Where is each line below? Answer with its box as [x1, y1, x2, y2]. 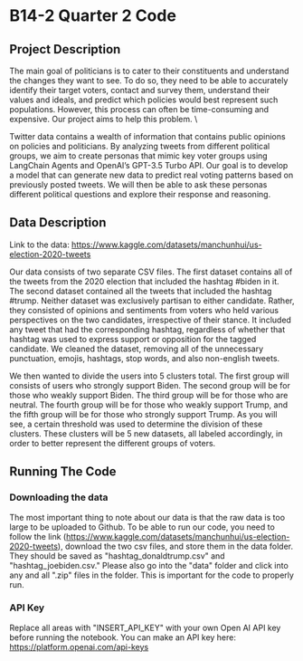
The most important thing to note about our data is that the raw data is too [9, 512, 286, 522]
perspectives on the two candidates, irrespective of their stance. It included [9, 314, 292, 325]
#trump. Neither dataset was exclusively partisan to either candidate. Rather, [9, 295, 295, 306]
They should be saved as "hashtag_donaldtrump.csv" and [9, 550, 225, 561]
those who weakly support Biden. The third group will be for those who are [9, 389, 289, 400]
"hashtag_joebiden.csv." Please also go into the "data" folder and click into [9, 560, 289, 570]
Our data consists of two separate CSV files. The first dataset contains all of [9, 266, 293, 277]
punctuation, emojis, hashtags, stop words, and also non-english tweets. [9, 352, 280, 363]
